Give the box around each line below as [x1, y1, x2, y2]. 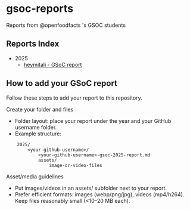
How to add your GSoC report [6, 78, 118, 88]
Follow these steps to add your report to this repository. [6, 94, 143, 101]
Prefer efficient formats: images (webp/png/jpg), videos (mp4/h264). [14, 190, 185, 198]
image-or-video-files [48, 162, 102, 168]
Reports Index [6, 39, 60, 49]
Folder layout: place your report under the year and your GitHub [14, 117, 172, 124]
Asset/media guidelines [6, 172, 64, 180]
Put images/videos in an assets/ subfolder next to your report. [14, 184, 167, 192]
